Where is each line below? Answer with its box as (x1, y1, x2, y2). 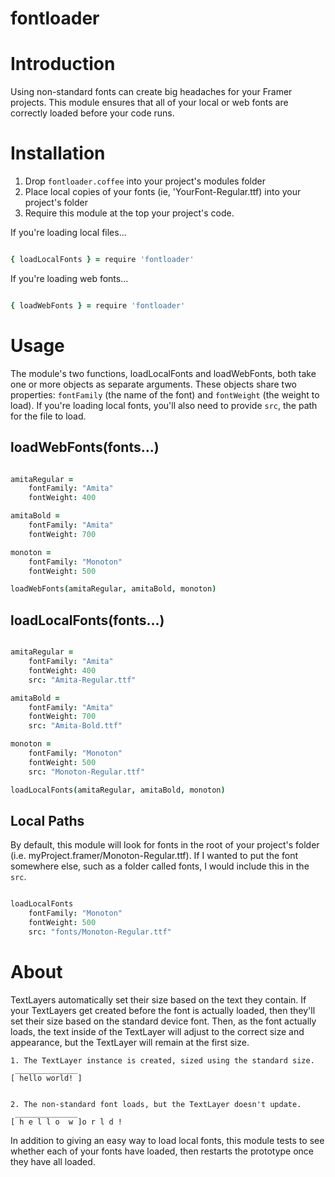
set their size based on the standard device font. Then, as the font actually (10, 1015, 317, 1027)
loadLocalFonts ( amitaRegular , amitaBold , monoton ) (10, 785, 226, 795)
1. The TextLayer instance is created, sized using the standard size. (10, 1055, 315, 1066)
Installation (10, 142, 106, 165)
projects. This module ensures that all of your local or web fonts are (10, 97, 289, 109)
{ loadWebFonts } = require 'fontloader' (10, 300, 186, 311)
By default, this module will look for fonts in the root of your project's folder (10, 839, 320, 851)
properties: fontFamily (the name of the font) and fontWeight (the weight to (10, 388, 320, 401)
